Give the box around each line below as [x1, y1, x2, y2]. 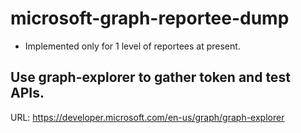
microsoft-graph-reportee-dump [10, 7, 290, 30]
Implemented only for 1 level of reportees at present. [24, 40, 241, 52]
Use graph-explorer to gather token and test [10, 69, 291, 86]
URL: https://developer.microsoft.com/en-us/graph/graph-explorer [10, 111, 285, 123]
